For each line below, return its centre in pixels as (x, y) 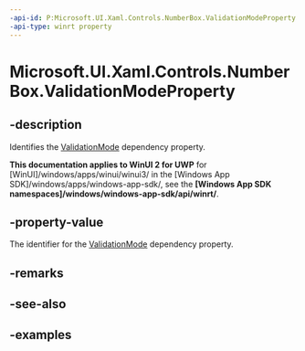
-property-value (57, 222)
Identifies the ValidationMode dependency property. (107, 146)
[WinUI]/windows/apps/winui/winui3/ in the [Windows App (120, 174)
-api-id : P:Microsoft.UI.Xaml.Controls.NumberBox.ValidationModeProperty (153, 18)
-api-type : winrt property (61, 27)
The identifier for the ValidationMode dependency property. (122, 244)
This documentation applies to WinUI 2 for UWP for (108, 165)
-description (46, 125)
